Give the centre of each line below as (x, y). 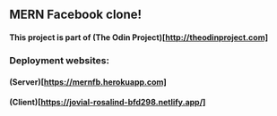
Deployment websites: (60, 60)
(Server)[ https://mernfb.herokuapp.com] (88, 82)
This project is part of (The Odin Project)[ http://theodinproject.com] (139, 37)
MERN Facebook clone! (75, 15)
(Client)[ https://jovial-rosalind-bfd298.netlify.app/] (108, 103)
